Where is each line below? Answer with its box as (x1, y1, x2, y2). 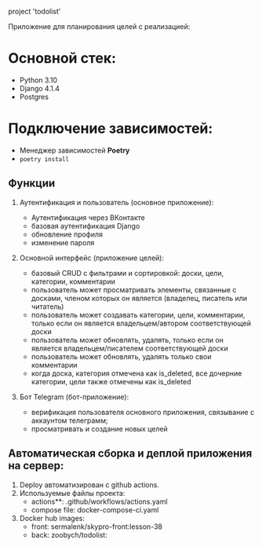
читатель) (31, 302, 64, 311)
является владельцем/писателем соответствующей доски (31, 343, 229, 353)
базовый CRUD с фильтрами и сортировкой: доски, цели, (31, 268, 224, 277)
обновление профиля (31, 229, 104, 239)
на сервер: (8, 459, 64, 472)
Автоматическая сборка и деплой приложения (8, 447, 253, 461)
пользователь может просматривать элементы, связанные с (31, 285, 237, 294)
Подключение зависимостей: (8, 119, 213, 138)
